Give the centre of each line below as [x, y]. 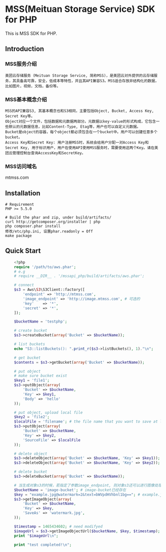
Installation [23, 193]
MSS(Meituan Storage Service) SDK [80, 9]
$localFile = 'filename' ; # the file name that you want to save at [86, 422]
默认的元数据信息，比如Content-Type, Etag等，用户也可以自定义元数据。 [75, 127]
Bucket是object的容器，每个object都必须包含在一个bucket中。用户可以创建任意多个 [81, 132]
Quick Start [23, 251]
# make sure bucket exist [41, 376]
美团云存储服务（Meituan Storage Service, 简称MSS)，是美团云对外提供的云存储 [80, 75]
